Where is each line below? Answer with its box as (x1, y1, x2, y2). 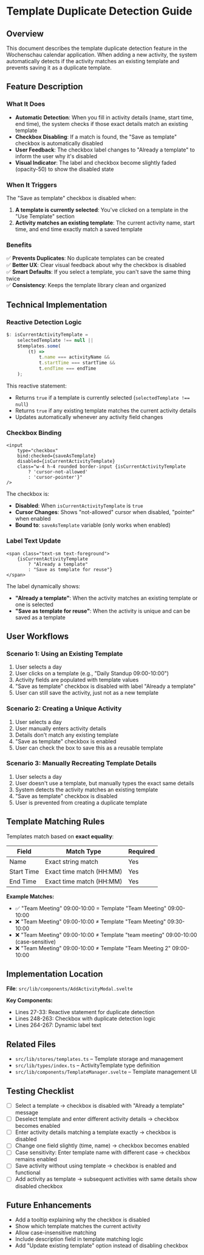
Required (128, 847, 155, 855)
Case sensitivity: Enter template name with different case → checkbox (15, 1149, 191, 1156)
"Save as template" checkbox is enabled (15, 737, 117, 745)
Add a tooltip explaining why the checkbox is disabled (15, 1216, 151, 1223)
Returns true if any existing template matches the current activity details (15, 406, 197, 414)
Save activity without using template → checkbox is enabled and (15, 1162, 177, 1169)
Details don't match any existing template (15, 731, 119, 739)
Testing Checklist (6, 1086, 74, 1096)
